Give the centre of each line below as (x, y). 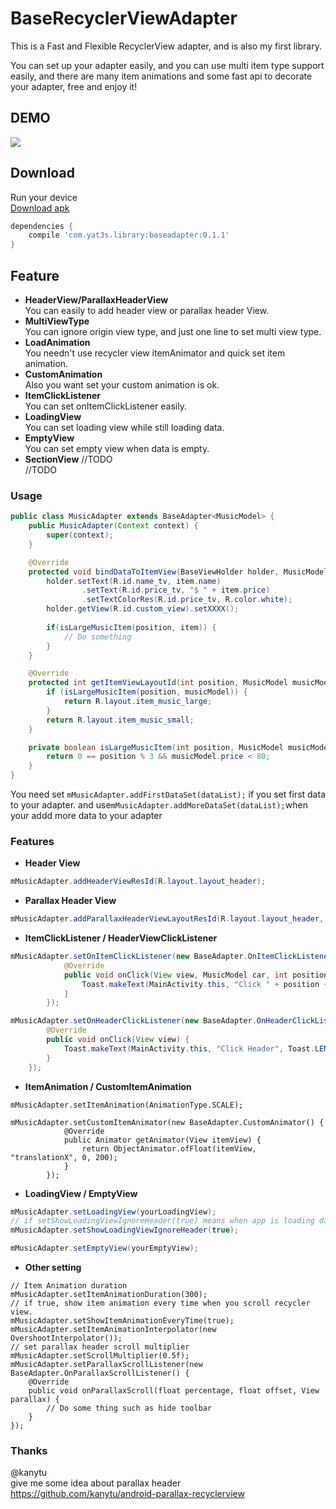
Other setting (53, 1268)
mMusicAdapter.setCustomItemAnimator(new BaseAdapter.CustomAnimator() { (167, 1122)
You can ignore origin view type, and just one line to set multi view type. (173, 331)
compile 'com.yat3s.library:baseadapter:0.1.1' (129, 235)
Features (32, 841)
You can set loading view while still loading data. (124, 427)
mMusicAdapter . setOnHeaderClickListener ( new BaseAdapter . (133, 1021)
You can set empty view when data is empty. (117, 448)
